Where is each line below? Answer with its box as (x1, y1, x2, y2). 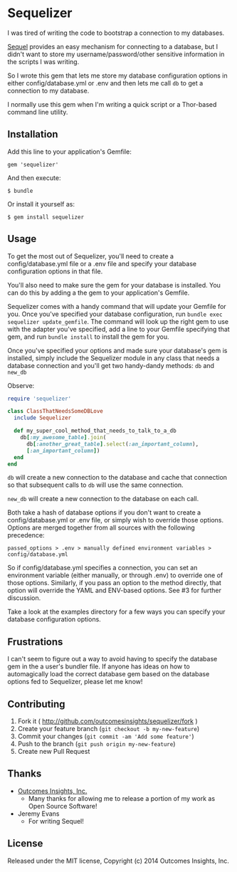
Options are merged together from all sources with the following (7, 523, 196, 532)
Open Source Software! (28, 802, 98, 810)
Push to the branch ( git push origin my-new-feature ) (17, 740, 176, 748)
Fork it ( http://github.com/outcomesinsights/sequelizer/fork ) (17, 717, 198, 725)
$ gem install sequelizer (7, 214, 84, 221)
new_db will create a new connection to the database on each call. (7, 495, 199, 503)
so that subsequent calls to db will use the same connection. (7, 480, 184, 489)
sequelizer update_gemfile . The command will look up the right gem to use (7, 317, 229, 325)
